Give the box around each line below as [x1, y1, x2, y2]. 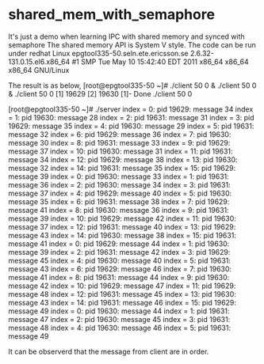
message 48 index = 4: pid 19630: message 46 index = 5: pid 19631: [8, 323, 231, 332]
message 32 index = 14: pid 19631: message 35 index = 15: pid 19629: [8, 163, 236, 173]
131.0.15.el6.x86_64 [8, 57, 71, 66]
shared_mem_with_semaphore [8, 6, 216, 24]
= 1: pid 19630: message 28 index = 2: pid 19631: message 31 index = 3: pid [8, 112, 254, 122]
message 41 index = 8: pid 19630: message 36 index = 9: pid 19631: [8, 205, 230, 214]
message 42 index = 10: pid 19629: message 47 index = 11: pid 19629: [8, 281, 236, 290]
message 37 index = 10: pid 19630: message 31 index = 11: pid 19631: [8, 146, 233, 156]
